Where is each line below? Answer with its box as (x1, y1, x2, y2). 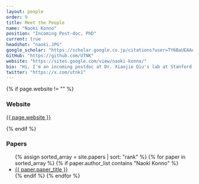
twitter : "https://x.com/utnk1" (6, 69, 86, 75)
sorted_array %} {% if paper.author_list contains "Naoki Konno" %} (14, 159, 179, 166)
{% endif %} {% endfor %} (14, 172, 81, 179)
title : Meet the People (6, 20, 65, 25)
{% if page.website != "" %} (6, 85, 74, 92)
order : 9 (6, 14, 28, 20)
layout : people (6, 8, 44, 15)
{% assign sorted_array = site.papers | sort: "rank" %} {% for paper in (14, 153, 186, 160)
